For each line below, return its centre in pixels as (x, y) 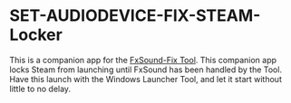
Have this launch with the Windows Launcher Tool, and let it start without (146, 79)
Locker (36, 35)
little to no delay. (40, 89)
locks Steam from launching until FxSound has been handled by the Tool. (146, 70)
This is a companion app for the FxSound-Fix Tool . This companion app (143, 60)
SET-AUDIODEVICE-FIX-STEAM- (135, 16)
